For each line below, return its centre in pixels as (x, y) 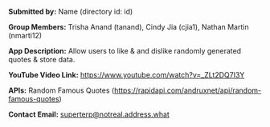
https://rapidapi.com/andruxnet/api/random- (188, 90)
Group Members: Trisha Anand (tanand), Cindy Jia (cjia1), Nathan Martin (129, 27)
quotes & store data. (42, 60)
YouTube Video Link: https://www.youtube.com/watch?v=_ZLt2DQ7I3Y (127, 75)
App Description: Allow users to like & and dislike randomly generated (125, 51)
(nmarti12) (25, 36)
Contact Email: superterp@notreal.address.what (89, 114)
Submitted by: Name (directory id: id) (71, 12)
